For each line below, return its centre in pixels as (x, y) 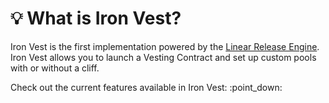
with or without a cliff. (55, 68)
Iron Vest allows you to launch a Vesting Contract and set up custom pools (163, 57)
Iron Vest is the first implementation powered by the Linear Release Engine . (165, 46)
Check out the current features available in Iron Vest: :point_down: (146, 87)
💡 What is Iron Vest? (96, 18)
